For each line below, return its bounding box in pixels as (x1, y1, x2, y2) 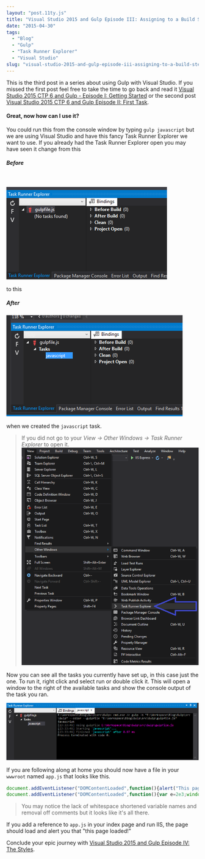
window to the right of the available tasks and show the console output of (6, 684, 191, 692)
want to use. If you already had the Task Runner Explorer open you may (6, 139, 186, 146)
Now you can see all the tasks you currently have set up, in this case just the (6, 672, 199, 679)
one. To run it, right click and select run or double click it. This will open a (6, 678, 190, 685)
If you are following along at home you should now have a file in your (6, 766, 179, 774)
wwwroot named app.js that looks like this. (6, 772, 111, 780)
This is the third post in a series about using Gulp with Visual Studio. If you (6, 79, 193, 86)
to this (6, 285, 23, 292)
